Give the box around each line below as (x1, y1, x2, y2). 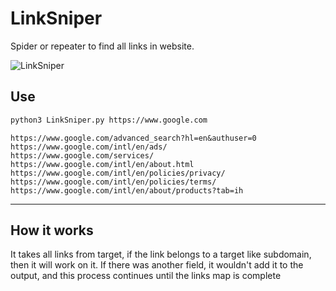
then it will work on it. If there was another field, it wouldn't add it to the (10, 259, 304, 271)
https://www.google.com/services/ (10, 150, 155, 161)
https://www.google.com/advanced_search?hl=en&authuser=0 (10, 133, 257, 143)
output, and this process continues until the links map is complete (10, 270, 282, 282)
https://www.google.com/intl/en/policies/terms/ (10, 177, 217, 187)
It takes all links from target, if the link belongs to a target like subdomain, (10, 248, 312, 261)
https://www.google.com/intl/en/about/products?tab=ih (10, 185, 244, 196)
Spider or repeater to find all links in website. (10, 40, 195, 52)
